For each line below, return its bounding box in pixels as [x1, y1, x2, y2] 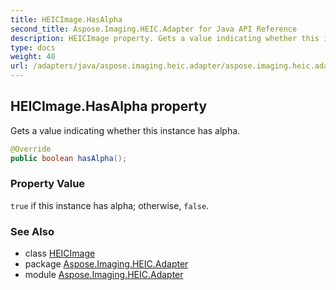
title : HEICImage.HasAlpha [10, 14, 123, 25]
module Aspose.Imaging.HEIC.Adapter [24, 269, 184, 281]
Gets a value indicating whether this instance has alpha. [10, 124, 241, 136]
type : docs [10, 42, 56, 53]
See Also [10, 224, 55, 238]
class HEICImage [24, 247, 96, 260]
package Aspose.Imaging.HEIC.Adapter [24, 258, 189, 270]
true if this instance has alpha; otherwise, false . [10, 199, 210, 211]
